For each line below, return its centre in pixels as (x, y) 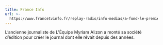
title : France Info (25, 9)
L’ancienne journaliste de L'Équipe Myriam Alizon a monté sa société (73, 32)
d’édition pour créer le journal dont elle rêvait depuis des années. (70, 37)
